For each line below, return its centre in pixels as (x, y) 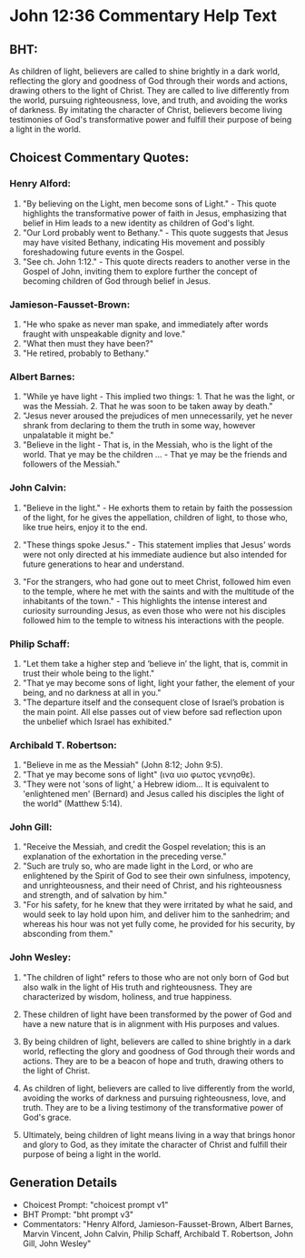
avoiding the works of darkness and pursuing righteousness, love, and (154, 1098)
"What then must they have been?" (88, 343)
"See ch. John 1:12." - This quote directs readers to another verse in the (156, 261)
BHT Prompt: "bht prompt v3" (78, 1214)
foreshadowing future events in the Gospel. (103, 252)
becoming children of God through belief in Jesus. (117, 281)
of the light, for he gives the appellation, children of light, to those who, (155, 517)
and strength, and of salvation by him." (95, 895)
